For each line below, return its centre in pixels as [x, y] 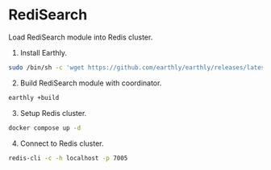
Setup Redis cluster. [53, 113]
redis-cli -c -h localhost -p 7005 [68, 158]
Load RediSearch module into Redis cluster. [81, 37]
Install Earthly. [43, 52]
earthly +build [34, 97]
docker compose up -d [45, 128]
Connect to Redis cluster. [62, 143]
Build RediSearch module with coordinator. [91, 83]
